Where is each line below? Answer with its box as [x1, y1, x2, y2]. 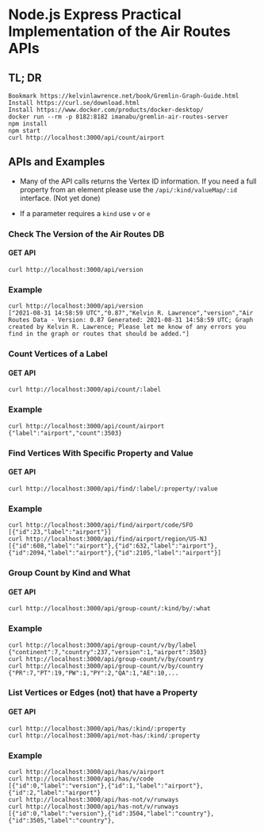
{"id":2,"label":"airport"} [8, 788, 101, 796]
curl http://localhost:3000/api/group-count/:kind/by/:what [8, 605, 212, 613]
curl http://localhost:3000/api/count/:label [8, 385, 161, 394]
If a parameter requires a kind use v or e [19, 208, 151, 218]
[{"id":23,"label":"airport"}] [8, 528, 112, 536]
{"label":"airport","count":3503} [8, 429, 123, 437]
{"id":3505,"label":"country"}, [8, 816, 115, 824]
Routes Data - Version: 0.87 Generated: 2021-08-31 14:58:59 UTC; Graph [8, 316, 254, 324]
